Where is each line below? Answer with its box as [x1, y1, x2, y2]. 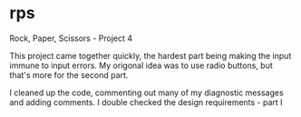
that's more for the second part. [9, 69, 129, 80]
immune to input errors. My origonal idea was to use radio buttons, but [9, 60, 274, 71]
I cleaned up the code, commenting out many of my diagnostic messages [9, 87, 284, 98]
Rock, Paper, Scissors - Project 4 [9, 33, 133, 44]
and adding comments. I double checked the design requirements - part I [9, 96, 283, 107]
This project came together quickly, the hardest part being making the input [9, 50, 292, 61]
